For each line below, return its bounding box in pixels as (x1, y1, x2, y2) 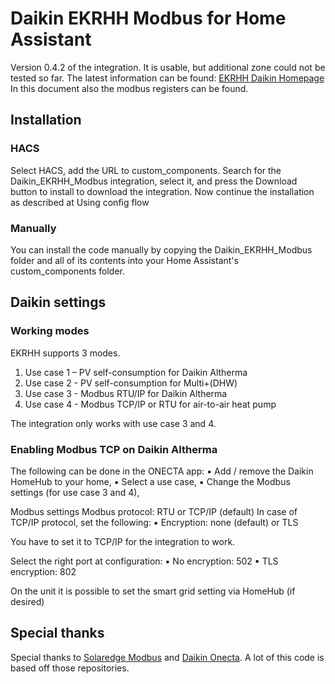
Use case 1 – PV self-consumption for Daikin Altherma (24, 366, 248, 378)
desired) (10, 595, 45, 607)
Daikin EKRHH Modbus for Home (10, 7, 287, 30)
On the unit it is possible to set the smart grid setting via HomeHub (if (10, 585, 296, 597)
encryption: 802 (10, 565, 77, 577)
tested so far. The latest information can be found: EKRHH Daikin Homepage (10, 72, 325, 84)
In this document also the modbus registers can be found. (10, 82, 249, 94)
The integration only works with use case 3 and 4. (10, 417, 217, 429)
